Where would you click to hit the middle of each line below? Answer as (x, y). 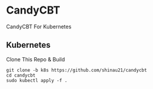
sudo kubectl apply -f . (37, 80)
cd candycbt (21, 75)
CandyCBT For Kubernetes (39, 27)
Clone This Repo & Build (36, 59)
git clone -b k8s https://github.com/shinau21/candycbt (76, 70)
